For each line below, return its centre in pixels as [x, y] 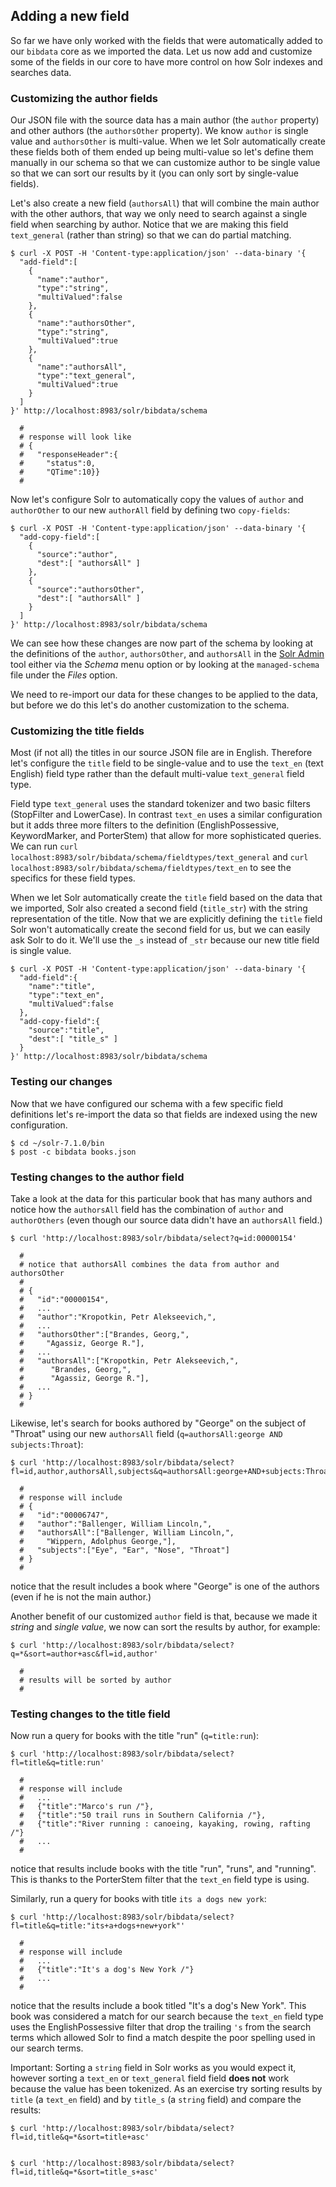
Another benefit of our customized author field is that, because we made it [164, 1616]
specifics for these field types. [73, 878]
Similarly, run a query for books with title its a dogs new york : [138, 1899]
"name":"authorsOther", [86, 324]
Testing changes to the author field [97, 1177]
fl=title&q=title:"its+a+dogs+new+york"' [98, 1926]
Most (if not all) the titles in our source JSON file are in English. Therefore [161, 753]
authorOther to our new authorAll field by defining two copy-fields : [150, 510]
